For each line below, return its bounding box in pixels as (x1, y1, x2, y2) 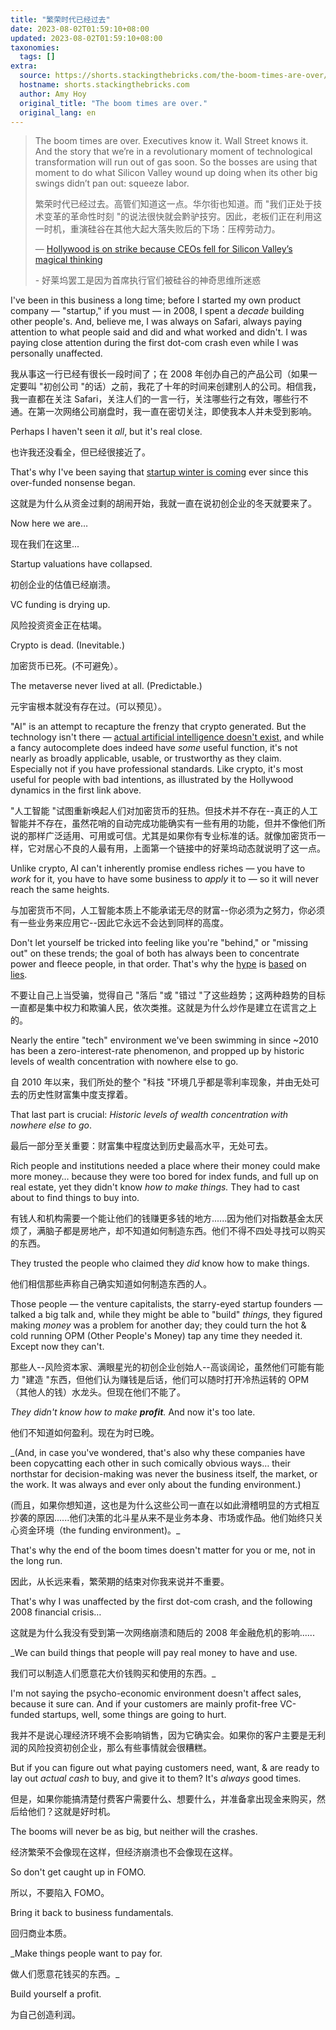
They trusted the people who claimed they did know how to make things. (10, 1257, 310, 1270)
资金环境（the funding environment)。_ (18, 1524, 181, 1536)
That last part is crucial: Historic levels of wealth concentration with (10, 1109, 289, 1121)
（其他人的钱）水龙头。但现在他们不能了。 (10, 1386, 186, 1398)
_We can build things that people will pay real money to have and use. (10, 1647, 298, 1659)
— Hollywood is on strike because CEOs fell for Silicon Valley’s (34, 243, 293, 255)
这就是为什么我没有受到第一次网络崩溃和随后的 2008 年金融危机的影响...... (10, 1627, 315, 1639)
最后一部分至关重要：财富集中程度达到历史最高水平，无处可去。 (10, 1140, 273, 1152)
